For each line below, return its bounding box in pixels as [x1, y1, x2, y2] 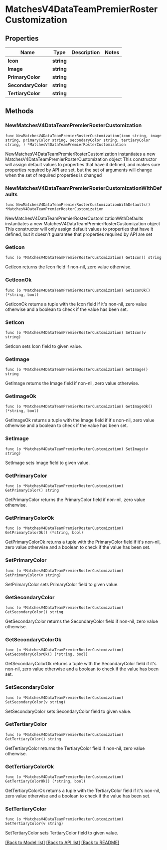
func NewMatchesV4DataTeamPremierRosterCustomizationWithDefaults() [5, 202, 151, 207]
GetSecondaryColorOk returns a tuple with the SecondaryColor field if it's [5, 661, 157, 667]
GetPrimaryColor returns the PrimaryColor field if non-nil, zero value [5, 497, 146, 503]
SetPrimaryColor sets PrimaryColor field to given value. [5, 581, 119, 587]
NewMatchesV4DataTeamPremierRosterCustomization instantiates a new [5, 151, 156, 157]
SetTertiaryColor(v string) [5, 821, 64, 826]
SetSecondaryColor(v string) [5, 699, 66, 704]
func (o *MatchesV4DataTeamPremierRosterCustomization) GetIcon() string [5, 255, 162, 260]
